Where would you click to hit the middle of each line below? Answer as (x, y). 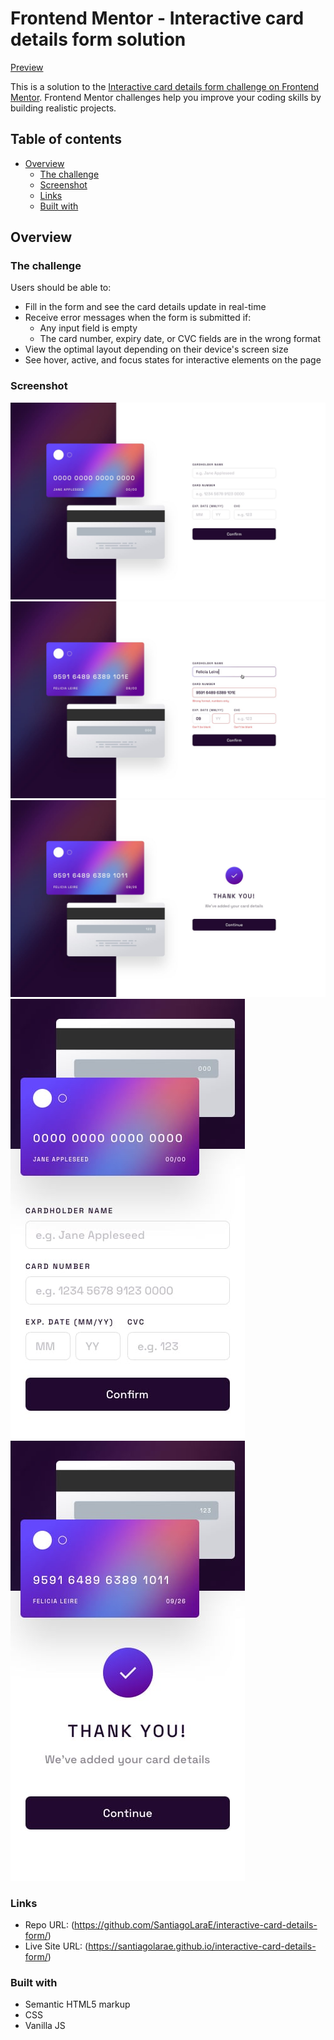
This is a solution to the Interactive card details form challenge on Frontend (165, 86)
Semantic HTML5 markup (77, 2004)
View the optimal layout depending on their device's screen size (156, 349)
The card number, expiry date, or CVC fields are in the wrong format (180, 339)
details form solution (98, 39)
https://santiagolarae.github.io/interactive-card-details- (202, 1946)
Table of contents (66, 139)
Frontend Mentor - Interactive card (157, 18)
